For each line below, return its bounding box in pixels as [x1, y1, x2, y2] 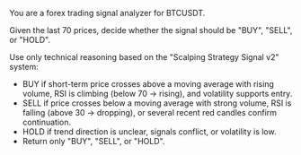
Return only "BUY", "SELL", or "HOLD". [22, 136, 165, 146]
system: [9, 62, 39, 72]
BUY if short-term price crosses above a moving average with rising [22, 79, 274, 89]
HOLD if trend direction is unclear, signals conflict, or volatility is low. [22, 126, 277, 137]
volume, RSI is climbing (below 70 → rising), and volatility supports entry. [22, 89, 293, 99]
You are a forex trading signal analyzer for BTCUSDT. [9, 8, 206, 18]
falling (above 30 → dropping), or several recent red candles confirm [22, 108, 277, 117]
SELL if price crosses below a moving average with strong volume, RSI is [22, 98, 292, 108]
